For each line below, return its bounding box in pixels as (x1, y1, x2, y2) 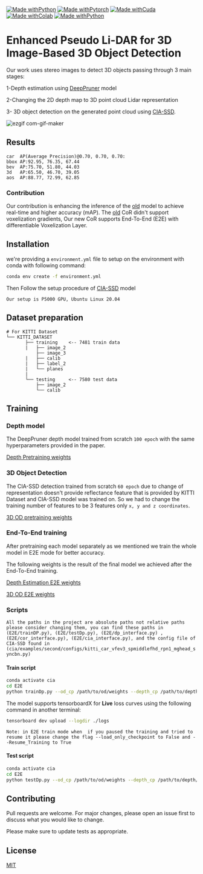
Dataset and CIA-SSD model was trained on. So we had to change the (6, 495, 180, 502)
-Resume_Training (6, 739, 50, 746)
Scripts (6, 605, 28, 614)
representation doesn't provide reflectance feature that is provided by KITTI (6, 489, 195, 496)
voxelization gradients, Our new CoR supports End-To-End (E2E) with (6, 215, 179, 222)
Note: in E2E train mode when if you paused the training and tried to (6, 729, 193, 735)
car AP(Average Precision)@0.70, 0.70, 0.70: (6, 153, 126, 159)
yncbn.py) (6, 652, 31, 658)
